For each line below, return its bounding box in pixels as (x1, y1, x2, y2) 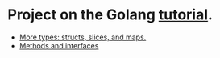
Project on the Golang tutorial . (7, 6, 213, 24)
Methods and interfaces (19, 40, 99, 50)
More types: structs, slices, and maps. (19, 32, 147, 42)
